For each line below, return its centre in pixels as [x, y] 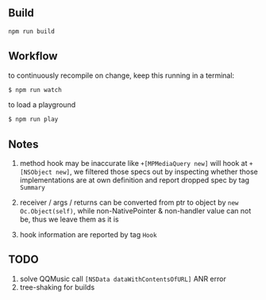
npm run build [32, 31]
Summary [32, 188]
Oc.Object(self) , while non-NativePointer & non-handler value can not [135, 211]
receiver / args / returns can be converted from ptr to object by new [129, 202]
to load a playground [42, 105]
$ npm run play [33, 119]
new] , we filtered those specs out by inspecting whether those [156, 172]
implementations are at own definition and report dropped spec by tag [135, 180]
